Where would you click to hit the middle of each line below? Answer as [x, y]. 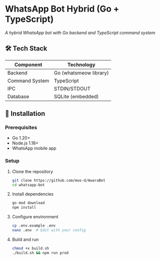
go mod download [28, 203]
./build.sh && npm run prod [40, 253]
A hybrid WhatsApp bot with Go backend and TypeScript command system [80, 32]
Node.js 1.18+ [25, 143]
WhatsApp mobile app [34, 148]
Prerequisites [21, 128]
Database [18, 97]
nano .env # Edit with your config [49, 230]
